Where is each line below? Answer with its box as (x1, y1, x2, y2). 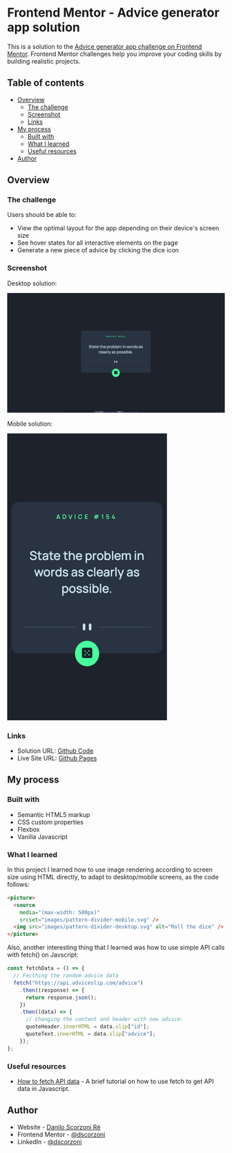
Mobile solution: (7, 420, 53, 428)
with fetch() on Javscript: (7, 950, 79, 959)
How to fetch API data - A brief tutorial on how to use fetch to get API (17, 1077, 214, 1085)
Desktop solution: (7, 279, 57, 288)
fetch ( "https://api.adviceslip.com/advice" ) (13, 979, 144, 986)
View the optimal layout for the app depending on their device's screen (17, 224, 220, 232)
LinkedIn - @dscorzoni (17, 1137, 82, 1145)
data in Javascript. (17, 1084, 70, 1093)
